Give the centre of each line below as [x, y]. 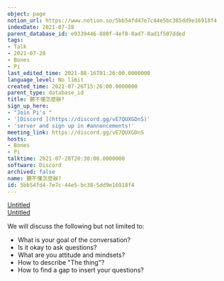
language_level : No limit [45, 80]
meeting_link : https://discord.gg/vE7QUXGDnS [75, 132]
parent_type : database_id [45, 93]
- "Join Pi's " [30, 113]
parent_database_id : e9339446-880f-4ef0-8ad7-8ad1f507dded [96, 34]
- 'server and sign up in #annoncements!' [71, 126]
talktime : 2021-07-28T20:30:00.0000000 [66, 159]
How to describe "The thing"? [61, 263]
